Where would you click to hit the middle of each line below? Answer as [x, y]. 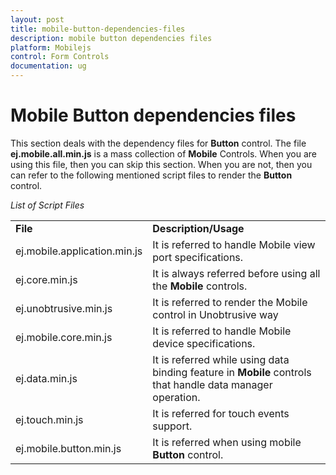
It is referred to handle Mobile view [234, 244]
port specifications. [198, 257]
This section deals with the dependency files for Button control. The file [158, 143]
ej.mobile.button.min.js [68, 448]
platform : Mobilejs [51, 47]
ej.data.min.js [46, 378]
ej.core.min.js [46, 279]
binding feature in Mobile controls [232, 372]
